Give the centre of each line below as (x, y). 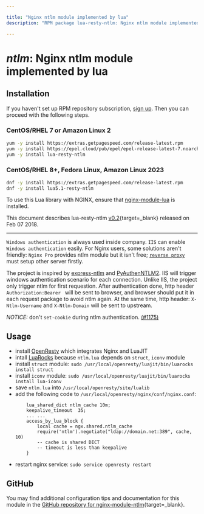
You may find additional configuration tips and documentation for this (93, 498)
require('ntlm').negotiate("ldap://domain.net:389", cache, (115, 432)
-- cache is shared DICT (69, 443)
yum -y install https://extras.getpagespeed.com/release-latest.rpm (95, 143)
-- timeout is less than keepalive (82, 448)
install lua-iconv (38, 382)
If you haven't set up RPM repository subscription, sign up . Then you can (98, 108)
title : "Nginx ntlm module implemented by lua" (68, 17)
